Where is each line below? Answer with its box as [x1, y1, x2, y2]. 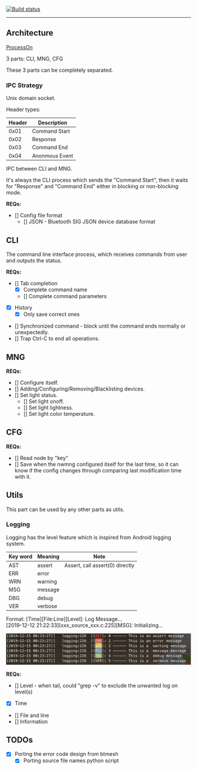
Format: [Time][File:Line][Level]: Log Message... [6, 615, 123, 623]
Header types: [6, 106, 41, 113]
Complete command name [23, 286, 88, 293]
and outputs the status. [6, 256, 62, 264]
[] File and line [14, 712, 49, 719]
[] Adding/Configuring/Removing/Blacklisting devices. [14, 385, 145, 392]
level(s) [14, 688, 33, 695]
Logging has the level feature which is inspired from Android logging [6, 534, 172, 541]
